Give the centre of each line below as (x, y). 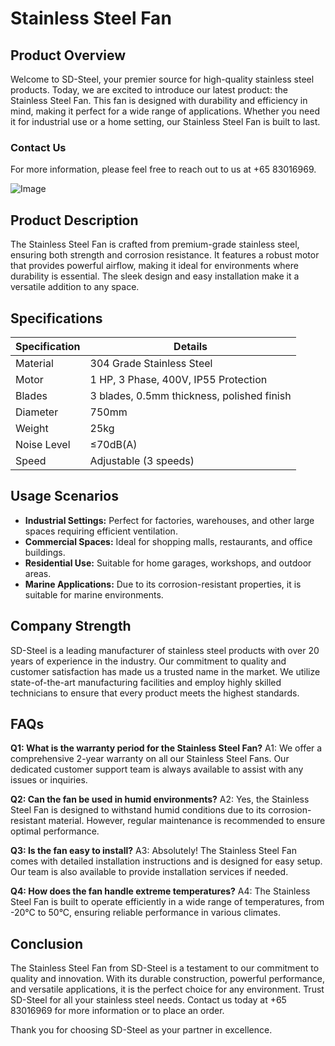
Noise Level (43, 444)
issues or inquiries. (49, 780)
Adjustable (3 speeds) (142, 460)
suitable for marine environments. (94, 594)
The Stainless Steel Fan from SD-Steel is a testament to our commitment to (165, 968)
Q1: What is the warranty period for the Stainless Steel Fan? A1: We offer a (166, 748)
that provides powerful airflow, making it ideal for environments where (154, 266)
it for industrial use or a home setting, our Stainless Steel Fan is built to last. (165, 121)
